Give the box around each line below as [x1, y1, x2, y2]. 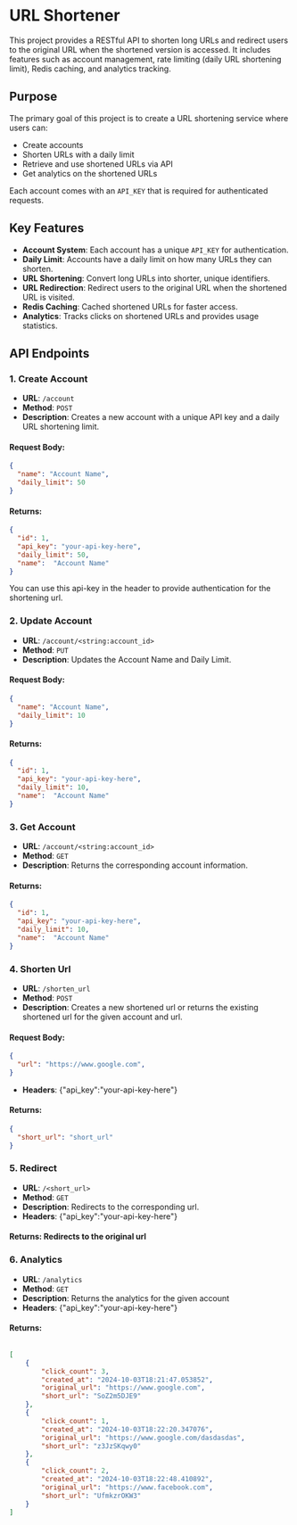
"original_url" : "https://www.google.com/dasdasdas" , [41, 1433, 245, 1442]
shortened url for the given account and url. [21, 1011, 183, 1022]
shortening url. [9, 592, 63, 603]
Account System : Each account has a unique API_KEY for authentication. [21, 244, 289, 255]
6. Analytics [9, 1254, 62, 1266]
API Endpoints [9, 345, 90, 361]
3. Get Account [9, 820, 76, 833]
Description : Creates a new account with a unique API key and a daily [21, 412, 280, 423]
